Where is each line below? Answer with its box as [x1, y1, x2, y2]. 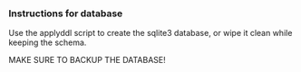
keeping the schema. [8, 37, 87, 48]
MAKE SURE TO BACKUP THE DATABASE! [8, 55, 166, 66]
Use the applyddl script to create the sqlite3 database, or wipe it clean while [8, 28, 293, 39]
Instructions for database [8, 7, 123, 20]
